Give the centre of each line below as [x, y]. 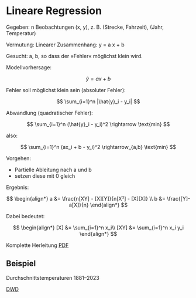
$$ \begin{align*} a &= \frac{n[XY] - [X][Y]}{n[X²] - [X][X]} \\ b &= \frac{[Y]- [98, 198]
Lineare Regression [54, 11]
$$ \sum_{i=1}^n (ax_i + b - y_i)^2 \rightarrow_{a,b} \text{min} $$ [98, 147]
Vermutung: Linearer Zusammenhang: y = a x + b [65, 45]
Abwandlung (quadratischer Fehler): [50, 113]
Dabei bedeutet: [25, 216]
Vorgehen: [18, 158]
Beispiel [21, 264]
